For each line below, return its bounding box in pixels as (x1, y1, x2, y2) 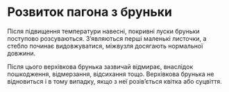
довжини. (7, 49, 36, 57)
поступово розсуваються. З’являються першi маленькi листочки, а (7, 34, 207, 42)
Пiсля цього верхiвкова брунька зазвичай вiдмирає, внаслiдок (7, 62, 194, 71)
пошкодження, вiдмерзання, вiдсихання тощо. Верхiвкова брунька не (7, 70, 214, 78)
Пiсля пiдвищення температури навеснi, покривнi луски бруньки (7, 27, 200, 35)
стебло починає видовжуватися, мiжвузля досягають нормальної (7, 42, 203, 50)
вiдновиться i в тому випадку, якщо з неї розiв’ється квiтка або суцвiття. (7, 77, 222, 85)
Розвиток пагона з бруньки (7, 4, 172, 20)
